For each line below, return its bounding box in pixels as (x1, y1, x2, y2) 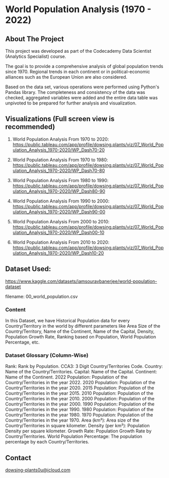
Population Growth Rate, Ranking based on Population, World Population (5, 333, 156, 339)
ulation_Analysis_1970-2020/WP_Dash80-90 (12, 188, 105, 194)
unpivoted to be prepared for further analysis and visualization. (5, 100, 137, 106)
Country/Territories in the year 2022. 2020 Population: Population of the (5, 380, 155, 386)
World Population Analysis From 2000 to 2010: (12, 218, 110, 224)
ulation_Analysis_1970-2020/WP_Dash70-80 (12, 167, 105, 174)
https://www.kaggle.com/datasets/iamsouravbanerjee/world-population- (5, 278, 157, 284)
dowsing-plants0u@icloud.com (5, 467, 71, 473)
